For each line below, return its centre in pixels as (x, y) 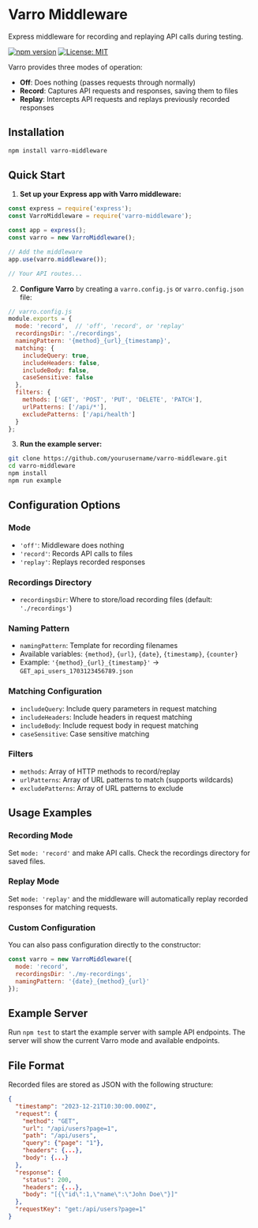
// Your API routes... (45, 273)
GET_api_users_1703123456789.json (76, 672)
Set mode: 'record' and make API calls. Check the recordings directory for (129, 853)
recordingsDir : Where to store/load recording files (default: (116, 599)
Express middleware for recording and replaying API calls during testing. (126, 36)
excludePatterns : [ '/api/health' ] (79, 414)
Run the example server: (61, 444)
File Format (36, 1066)
